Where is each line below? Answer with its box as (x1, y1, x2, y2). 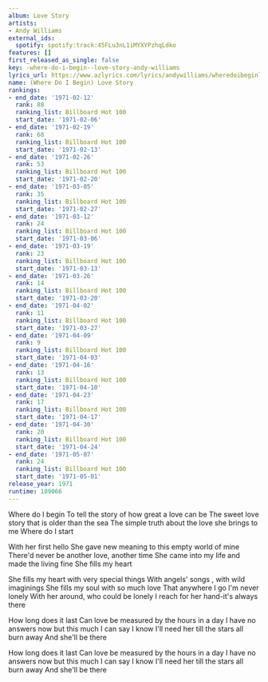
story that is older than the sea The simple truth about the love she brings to (8, 517, 258, 528)
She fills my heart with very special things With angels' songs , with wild (8, 574, 246, 584)
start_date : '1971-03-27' (15, 324, 102, 332)
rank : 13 (15, 369, 45, 377)
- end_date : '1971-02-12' (8, 94, 94, 102)
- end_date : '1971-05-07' (8, 450, 94, 458)
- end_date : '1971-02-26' (8, 153, 94, 161)
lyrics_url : (8, 71, 48, 79)
